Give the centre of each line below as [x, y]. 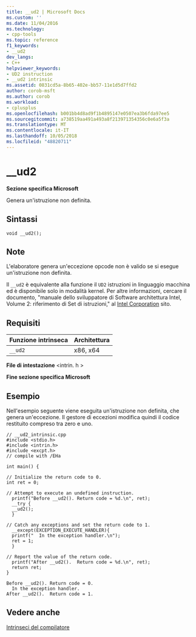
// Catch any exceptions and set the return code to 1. [78, 525]
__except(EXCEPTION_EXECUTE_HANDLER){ [61, 530]
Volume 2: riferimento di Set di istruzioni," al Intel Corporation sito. [89, 304]
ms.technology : [25, 29]
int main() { [23, 467]
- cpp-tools [21, 35]
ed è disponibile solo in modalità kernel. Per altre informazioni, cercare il [96, 291]
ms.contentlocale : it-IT [38, 130]
